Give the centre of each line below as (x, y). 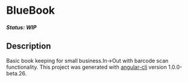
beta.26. (17, 73)
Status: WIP (22, 27)
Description (29, 46)
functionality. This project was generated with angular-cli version (86, 67)
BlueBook (31, 10)
